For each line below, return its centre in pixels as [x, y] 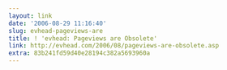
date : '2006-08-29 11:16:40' [58, 23]
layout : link [30, 16]
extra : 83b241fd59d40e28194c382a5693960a [79, 53]
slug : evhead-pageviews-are [56, 31]
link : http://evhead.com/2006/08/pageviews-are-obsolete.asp [114, 46]
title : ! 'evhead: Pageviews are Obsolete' [83, 38]
